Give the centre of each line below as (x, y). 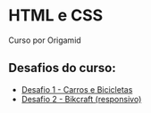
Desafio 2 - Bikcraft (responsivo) (81, 99)
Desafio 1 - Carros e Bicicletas (77, 89)
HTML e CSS (56, 16)
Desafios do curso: (63, 68)
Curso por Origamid (45, 40)
